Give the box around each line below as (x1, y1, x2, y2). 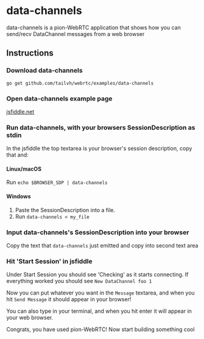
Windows (6, 193, 31, 200)
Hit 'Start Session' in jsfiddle (6, 257, 93, 265)
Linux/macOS (6, 165, 41, 173)
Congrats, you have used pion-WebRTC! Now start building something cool (6, 326, 195, 333)
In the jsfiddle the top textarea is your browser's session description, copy (6, 145, 192, 152)
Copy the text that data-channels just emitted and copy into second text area (6, 241, 199, 249)
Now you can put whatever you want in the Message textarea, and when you (6, 289, 195, 296)
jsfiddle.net (6, 108, 35, 115)
